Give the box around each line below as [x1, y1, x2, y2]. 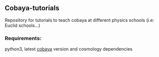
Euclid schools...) [5, 22, 41, 28]
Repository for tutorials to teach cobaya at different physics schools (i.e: [5, 17, 154, 23]
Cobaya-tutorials [5, 4, 60, 12]
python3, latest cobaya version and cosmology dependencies [5, 46, 133, 52]
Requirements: [5, 35, 42, 42]
